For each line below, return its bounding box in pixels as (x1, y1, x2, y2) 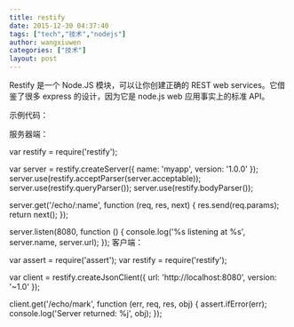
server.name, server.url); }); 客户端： (9, 237, 144, 247)
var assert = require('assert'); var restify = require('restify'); (9, 255, 227, 265)
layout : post (9, 54, 58, 63)
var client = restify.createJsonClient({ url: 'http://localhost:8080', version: (9, 272, 277, 283)
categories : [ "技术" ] (9, 46, 87, 55)
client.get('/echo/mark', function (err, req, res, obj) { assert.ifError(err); (9, 299, 267, 309)
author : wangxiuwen (9, 37, 82, 47)
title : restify (9, 12, 66, 22)
